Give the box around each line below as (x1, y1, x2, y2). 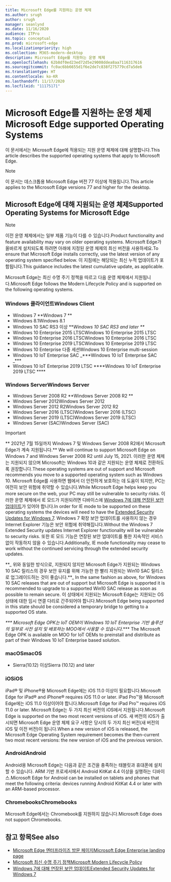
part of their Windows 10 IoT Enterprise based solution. (5, 637, 121, 643)
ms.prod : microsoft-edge (5, 41, 58, 46)
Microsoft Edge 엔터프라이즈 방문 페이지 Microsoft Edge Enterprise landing (12, 847, 165, 853)
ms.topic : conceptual (5, 36, 51, 41)
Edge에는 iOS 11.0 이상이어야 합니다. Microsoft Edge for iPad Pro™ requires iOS (5, 700, 166, 706)
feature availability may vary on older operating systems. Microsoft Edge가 (5, 239, 162, 245)
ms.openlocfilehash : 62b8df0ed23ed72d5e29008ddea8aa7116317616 (5, 60, 142, 65)
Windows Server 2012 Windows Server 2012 (12, 398, 105, 404)
